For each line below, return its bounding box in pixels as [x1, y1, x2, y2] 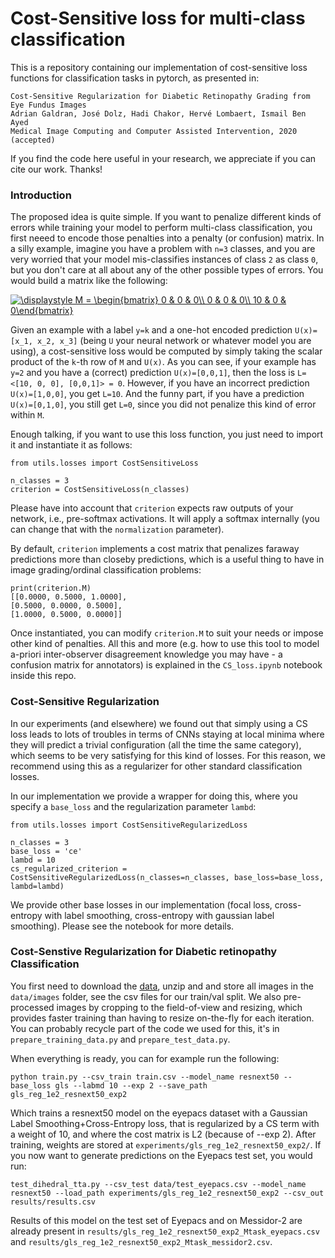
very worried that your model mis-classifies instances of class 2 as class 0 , [10, 253, 319, 266]
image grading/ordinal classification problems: [10, 564, 202, 576]
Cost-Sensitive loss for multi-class [10, 7, 306, 30]
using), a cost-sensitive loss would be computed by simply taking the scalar [10, 345, 323, 357]
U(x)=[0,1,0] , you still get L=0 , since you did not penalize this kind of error [10, 398, 317, 411]
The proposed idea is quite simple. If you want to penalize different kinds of [10, 211, 322, 223]
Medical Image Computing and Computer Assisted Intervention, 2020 [10, 126, 298, 136]
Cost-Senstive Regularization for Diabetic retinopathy [10, 945, 278, 959]
